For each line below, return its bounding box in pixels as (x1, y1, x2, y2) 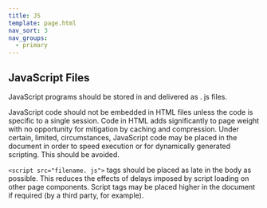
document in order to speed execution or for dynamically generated (8, 141, 231, 151)
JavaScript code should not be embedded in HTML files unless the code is (8, 107, 253, 116)
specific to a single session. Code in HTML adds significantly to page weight (8, 116, 260, 125)
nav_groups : (8, 33, 48, 42)
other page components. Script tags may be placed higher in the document (8, 182, 256, 191)
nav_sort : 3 (8, 26, 48, 34)
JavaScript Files (8, 71, 90, 84)
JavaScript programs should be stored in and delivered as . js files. (8, 92, 227, 101)
